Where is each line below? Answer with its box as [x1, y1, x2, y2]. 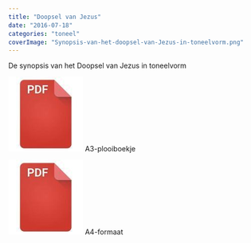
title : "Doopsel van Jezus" [8, 13, 102, 21]
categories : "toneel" [8, 29, 80, 37]
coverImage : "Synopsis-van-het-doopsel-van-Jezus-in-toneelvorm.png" [8, 38, 245, 46]
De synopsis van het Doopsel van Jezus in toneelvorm [8, 61, 187, 71]
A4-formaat [84, 227, 124, 237]
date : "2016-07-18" [8, 21, 73, 29]
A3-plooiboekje [84, 144, 136, 154]
